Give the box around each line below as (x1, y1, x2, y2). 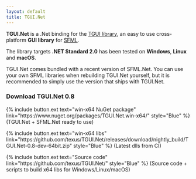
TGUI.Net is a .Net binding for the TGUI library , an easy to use (6, 30, 155, 37)
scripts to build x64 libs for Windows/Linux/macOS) (6, 166, 130, 173)
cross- (156, 30, 173, 37)
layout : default (6, 8, 46, 15)
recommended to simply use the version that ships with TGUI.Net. (6, 77, 165, 85)
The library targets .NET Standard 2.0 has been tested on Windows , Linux (6, 48, 187, 55)
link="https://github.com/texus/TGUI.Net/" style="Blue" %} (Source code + (6, 160, 187, 167)
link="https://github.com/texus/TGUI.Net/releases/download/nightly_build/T (6, 136, 189, 143)
